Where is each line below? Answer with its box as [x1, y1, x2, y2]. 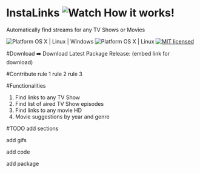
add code [6, 148, 30, 155]
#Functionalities [6, 82, 47, 89]
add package [6, 160, 39, 167]
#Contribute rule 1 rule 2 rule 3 [6, 70, 83, 77]
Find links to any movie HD [15, 106, 82, 114]
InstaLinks [6, 6, 60, 20]
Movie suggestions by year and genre [15, 113, 110, 120]
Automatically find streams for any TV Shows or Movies [6, 26, 145, 33]
